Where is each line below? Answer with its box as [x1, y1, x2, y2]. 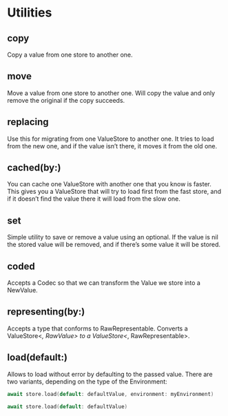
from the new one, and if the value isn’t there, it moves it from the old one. [7, 141, 218, 150]
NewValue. [7, 286, 38, 295]
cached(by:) [7, 162, 61, 174]
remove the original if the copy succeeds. [7, 96, 125, 104]
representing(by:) [7, 306, 85, 318]
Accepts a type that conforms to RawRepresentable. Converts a [7, 324, 188, 333]
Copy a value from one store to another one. [7, 50, 133, 59]
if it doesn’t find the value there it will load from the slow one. [7, 195, 180, 203]
